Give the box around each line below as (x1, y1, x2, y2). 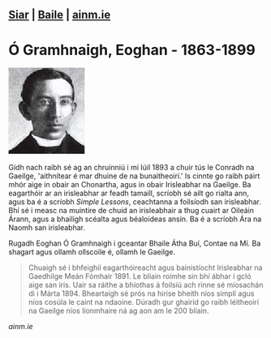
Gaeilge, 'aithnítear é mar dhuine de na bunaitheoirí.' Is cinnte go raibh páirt (8, 171, 260, 181)
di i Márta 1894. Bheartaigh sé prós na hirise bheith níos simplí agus (28, 289, 255, 298)
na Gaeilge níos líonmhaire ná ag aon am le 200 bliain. (28, 306, 209, 316)
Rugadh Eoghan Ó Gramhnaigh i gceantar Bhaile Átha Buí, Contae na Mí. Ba (8, 238, 261, 248)
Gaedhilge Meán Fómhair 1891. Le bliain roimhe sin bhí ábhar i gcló (28, 272, 252, 281)
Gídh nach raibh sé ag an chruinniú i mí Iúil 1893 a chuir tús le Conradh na (8, 163, 255, 173)
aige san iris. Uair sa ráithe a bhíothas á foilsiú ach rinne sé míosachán (28, 280, 264, 290)
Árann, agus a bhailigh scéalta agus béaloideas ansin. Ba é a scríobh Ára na (8, 214, 262, 224)
